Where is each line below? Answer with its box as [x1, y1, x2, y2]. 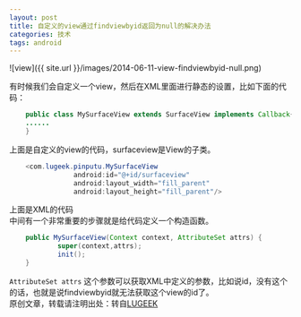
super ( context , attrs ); [56, 242, 142, 251]
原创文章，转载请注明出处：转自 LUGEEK [9, 297, 159, 309]
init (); [56, 250, 87, 260]
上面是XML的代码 [9, 204, 74, 215]
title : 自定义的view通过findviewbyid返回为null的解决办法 [9, 21, 211, 30]
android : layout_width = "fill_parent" [73, 178, 211, 188]
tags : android [9, 38, 63, 47]
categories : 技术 [9, 30, 72, 39]
